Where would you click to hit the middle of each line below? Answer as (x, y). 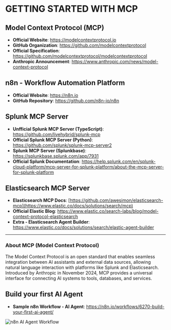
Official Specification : (36, 51)
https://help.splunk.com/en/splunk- (119, 161)
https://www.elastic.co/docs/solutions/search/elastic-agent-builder (83, 228)
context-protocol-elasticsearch (45, 216)
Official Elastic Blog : (34, 211)
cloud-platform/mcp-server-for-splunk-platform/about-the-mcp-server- (88, 167)
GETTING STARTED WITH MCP (72, 9)
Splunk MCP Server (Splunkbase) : (49, 150)
